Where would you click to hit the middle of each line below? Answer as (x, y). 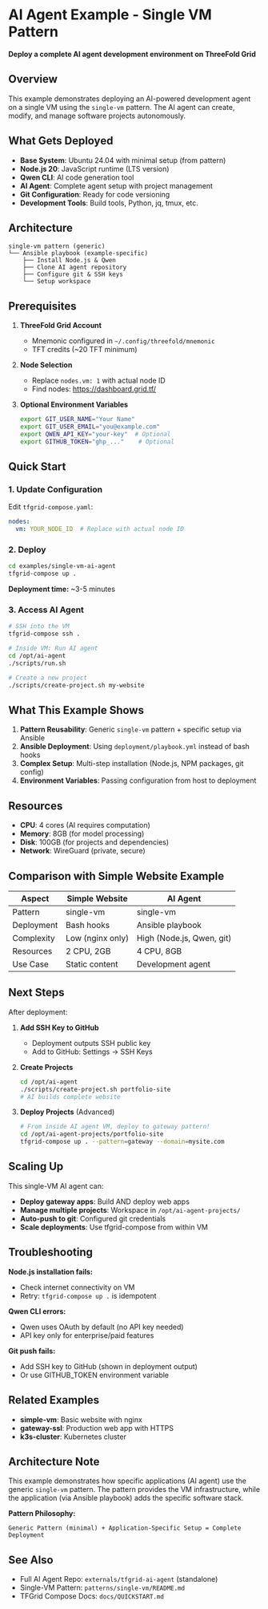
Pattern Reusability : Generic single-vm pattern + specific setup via (130, 730)
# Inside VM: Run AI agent (53, 648)
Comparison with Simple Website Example (116, 876)
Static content (92, 964)
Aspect (35, 898)
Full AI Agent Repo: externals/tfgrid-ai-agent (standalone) (119, 1579)
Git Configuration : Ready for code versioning (95, 194)
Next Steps (36, 993)
